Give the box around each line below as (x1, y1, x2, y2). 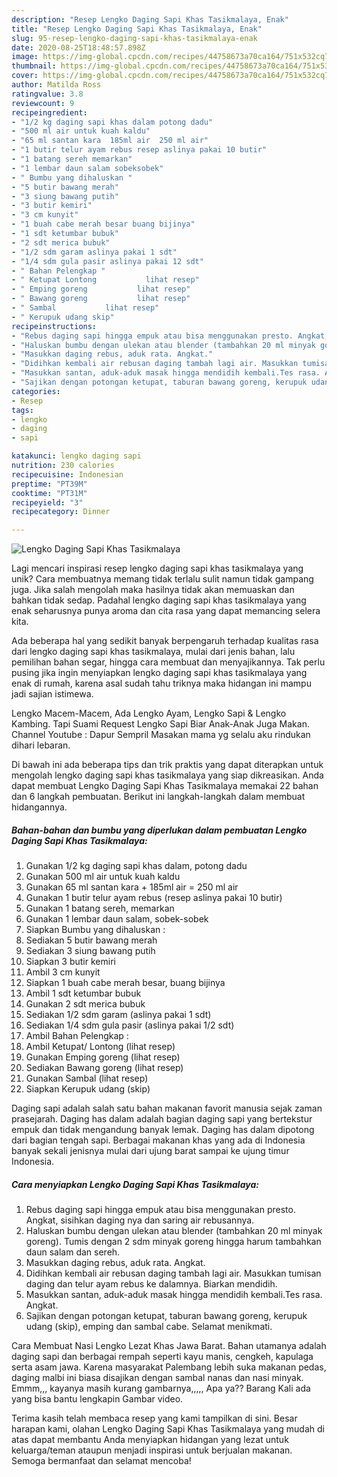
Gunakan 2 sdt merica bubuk (25, 998, 146, 1010)
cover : (11, 71, 39, 81)
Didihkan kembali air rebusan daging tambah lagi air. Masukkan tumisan (25, 1267, 322, 1280)
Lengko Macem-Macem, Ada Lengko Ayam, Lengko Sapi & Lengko (11, 707, 287, 720)
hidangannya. (11, 801, 68, 813)
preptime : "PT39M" (11, 479, 88, 489)
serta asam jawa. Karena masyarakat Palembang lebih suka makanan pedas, (11, 1361, 327, 1373)
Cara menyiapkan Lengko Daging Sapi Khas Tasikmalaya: (11, 1178, 259, 1190)
